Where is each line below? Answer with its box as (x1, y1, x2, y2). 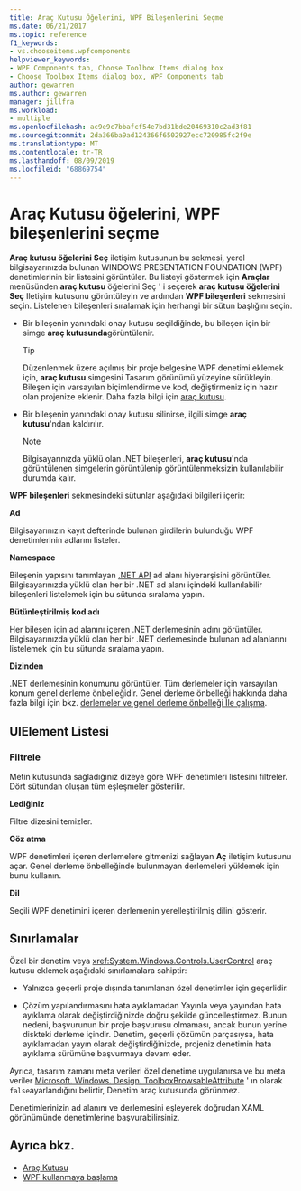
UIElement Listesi (9, 724, 110, 739)
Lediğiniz (9, 799, 45, 809)
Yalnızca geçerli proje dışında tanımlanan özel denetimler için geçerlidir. (22, 982, 288, 993)
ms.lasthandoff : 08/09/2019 (9, 155, 115, 165)
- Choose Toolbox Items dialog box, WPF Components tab (9, 72, 223, 81)
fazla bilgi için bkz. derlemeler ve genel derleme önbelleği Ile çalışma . (9, 698, 268, 708)
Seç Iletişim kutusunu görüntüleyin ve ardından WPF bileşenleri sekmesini (9, 291, 286, 302)
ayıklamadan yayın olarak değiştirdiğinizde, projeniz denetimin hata (22, 1038, 272, 1049)
